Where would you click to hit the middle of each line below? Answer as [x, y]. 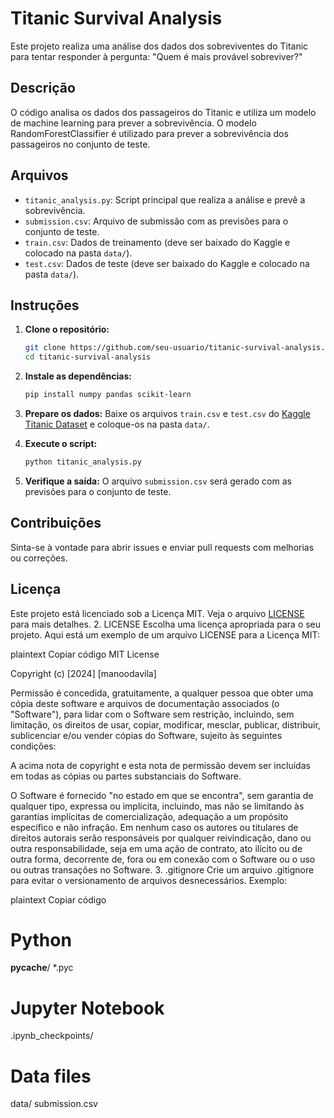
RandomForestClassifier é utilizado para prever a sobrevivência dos [149, 133]
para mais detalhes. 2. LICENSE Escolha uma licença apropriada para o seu [166, 624]
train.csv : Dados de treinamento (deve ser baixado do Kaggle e [157, 242]
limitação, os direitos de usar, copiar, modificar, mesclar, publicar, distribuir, [165, 724]
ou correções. [39, 558]
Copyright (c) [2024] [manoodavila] [83, 673]
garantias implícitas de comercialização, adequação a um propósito [149, 816]
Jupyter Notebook [87, 1008]
